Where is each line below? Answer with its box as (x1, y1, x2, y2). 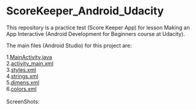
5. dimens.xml (6, 79, 40, 86)
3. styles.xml (6, 66, 36, 73)
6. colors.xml (6, 85, 37, 92)
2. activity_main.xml (6, 60, 54, 67)
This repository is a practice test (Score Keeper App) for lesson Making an (6, 24, 191, 31)
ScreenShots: (6, 97, 40, 105)
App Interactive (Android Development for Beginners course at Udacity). (6, 30, 185, 37)
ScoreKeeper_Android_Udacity (6, 4, 164, 18)
